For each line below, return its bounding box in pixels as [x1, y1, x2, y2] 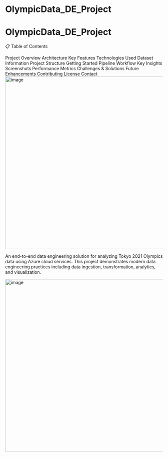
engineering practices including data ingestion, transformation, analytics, [5, 264, 156, 270]
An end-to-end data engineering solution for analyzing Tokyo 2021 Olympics [5, 253, 163, 259]
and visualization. [5, 269, 41, 275]
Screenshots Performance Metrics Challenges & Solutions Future [5, 66, 139, 72]
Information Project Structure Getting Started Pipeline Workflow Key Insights [5, 60, 162, 66]
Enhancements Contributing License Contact [5, 71, 97, 77]
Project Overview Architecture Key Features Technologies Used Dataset [5, 55, 153, 61]
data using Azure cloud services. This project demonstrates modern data [5, 259, 156, 265]
